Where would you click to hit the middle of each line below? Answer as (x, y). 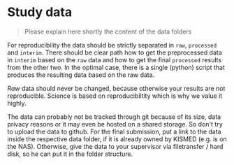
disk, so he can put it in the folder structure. (70, 154)
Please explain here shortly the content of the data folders (108, 31)
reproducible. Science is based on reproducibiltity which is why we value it (115, 96)
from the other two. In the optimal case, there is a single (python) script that (116, 67)
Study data (39, 12)
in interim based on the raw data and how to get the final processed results (115, 59)
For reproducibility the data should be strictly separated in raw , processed (112, 45)
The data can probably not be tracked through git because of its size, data (114, 117)
